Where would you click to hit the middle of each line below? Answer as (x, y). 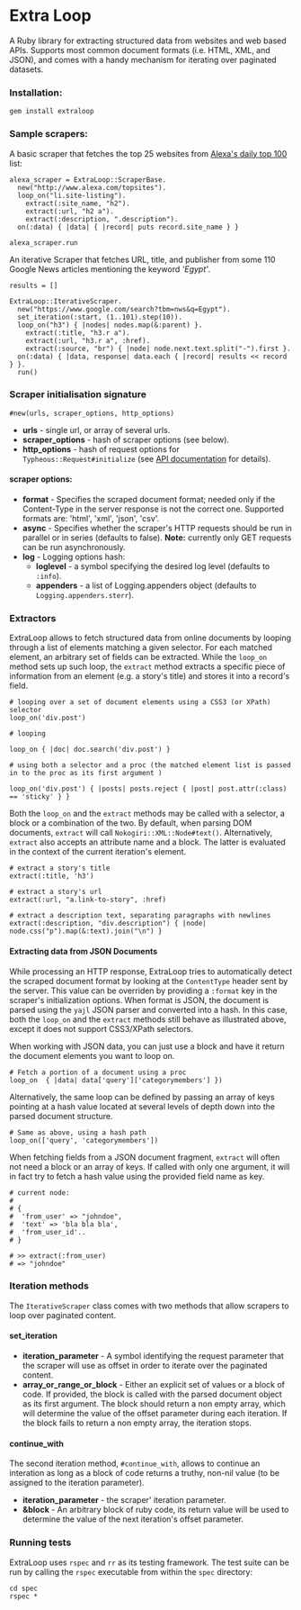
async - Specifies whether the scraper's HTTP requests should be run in (157, 529)
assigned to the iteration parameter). (77, 1483)
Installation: (36, 93)
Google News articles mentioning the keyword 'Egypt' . (110, 269)
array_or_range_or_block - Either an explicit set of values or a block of (154, 1385)
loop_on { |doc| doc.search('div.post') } (90, 750)
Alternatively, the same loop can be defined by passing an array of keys (142, 1097)
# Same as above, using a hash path (78, 1132)
